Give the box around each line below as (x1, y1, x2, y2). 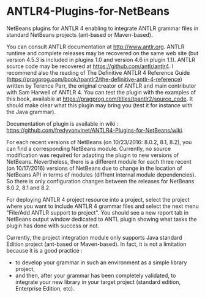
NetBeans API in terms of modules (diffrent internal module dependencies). (6, 170, 196, 178)
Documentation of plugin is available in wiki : (6, 120, 119, 127)
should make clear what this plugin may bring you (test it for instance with (6, 101, 193, 109)
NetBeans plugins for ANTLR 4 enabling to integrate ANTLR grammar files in (6, 25, 199, 32)
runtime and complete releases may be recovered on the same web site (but (6, 49, 199, 56)
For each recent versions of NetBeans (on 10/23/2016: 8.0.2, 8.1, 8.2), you (6, 138, 192, 145)
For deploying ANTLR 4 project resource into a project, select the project (6, 196, 190, 203)
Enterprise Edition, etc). (15, 285, 75, 292)
